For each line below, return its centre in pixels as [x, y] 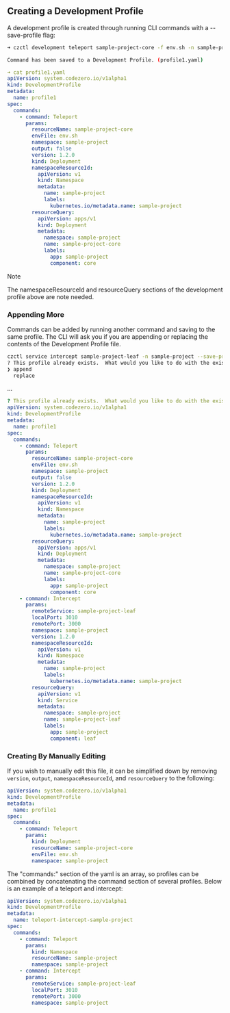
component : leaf [73, 739]
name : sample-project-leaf [82, 719]
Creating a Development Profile [75, 11]
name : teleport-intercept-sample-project [73, 920]
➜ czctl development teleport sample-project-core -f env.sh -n [101, 47]
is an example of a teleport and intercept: [65, 888]
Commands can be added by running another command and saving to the [111, 329]
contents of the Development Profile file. [64, 344]
